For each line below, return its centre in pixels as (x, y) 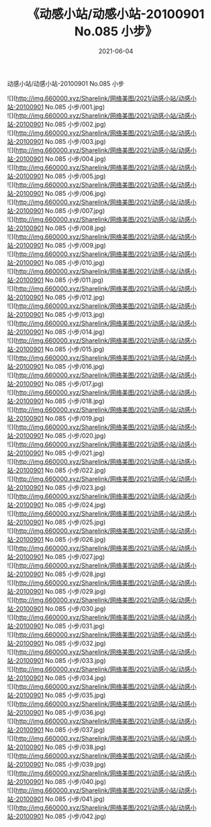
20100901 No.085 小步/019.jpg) (60, 418)
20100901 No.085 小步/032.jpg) (61, 643)
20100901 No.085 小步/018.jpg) (60, 401)
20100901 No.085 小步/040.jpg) (61, 781)
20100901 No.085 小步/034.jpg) (61, 678)
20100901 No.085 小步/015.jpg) (60, 349)
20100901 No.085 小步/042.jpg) (61, 816)
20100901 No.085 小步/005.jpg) (61, 176)
